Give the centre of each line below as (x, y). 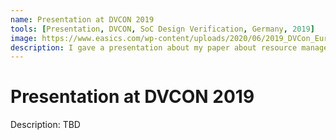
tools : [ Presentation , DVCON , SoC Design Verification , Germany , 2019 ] (162, 29)
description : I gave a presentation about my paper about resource (154, 47)
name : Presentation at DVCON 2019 (82, 19)
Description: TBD (45, 125)
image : (24, 38)
